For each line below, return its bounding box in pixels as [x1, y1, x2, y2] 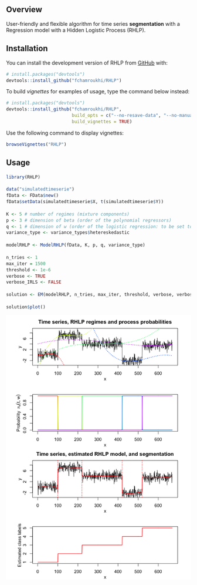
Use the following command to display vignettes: [6, 129, 124, 136]
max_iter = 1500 [6, 261, 46, 267]
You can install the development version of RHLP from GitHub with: [6, 59, 168, 66]
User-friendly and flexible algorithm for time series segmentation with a [6, 20, 181, 27]
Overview [6, 5, 43, 15]
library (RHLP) [6, 174, 41, 180]
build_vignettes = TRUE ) [71, 119, 133, 125]
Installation [6, 43, 48, 53]
